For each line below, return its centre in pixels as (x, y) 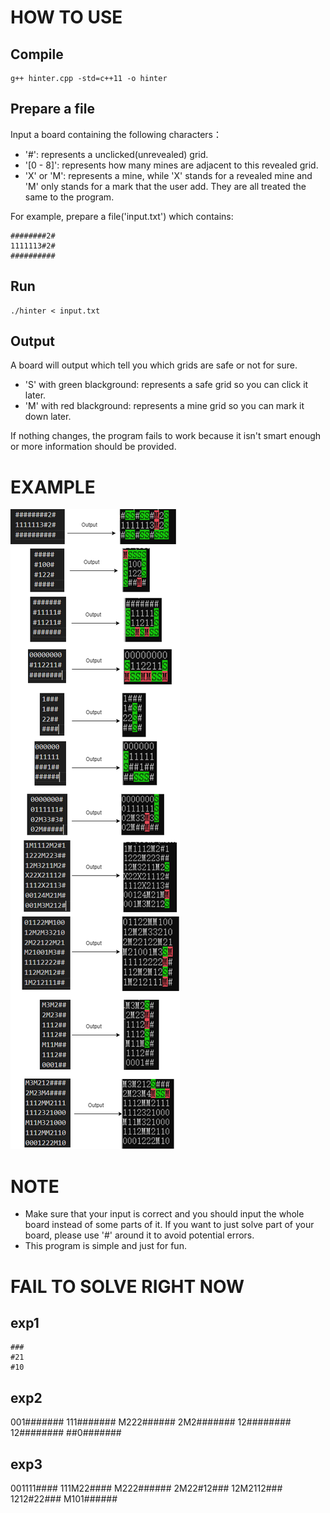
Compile (37, 54)
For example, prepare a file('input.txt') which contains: (122, 216)
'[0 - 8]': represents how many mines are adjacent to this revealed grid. (171, 165)
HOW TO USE (66, 17)
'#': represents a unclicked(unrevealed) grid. (116, 154)
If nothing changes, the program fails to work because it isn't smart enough (166, 436)
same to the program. (69, 197)
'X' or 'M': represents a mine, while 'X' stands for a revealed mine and (168, 175)
